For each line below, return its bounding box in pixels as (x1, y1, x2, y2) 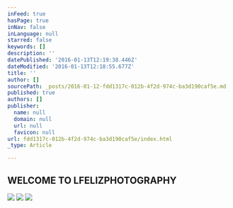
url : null (13, 122, 42, 129)
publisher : (7, 103, 40, 110)
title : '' (7, 69, 37, 76)
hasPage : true (7, 17, 50, 24)
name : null (13, 109, 46, 116)
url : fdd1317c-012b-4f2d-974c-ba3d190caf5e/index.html (7, 135, 173, 142)
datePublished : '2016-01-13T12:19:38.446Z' (7, 57, 138, 64)
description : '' (7, 50, 55, 57)
